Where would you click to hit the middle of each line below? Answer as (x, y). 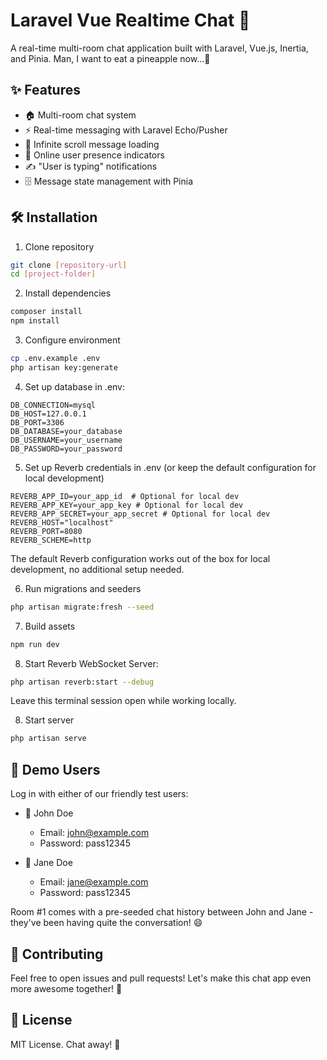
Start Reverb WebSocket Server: (91, 663)
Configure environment (72, 340)
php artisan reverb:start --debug (82, 682)
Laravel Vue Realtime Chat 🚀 (130, 20)
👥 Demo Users (55, 769)
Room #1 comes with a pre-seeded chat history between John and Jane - (162, 912)
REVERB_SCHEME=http (51, 540)
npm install (35, 321)
